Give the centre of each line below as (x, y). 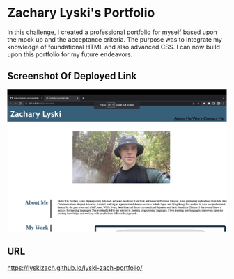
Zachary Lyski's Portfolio (81, 13)
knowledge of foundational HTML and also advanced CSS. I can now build (114, 47)
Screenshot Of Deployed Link (72, 76)
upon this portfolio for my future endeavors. (70, 54)
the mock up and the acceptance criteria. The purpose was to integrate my (115, 39)
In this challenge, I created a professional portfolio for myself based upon (112, 32)
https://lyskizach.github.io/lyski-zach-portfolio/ (75, 268)
